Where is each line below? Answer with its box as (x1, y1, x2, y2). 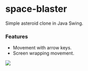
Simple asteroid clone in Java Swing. (5, 20, 83, 26)
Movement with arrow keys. (12, 45, 72, 51)
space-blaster (5, 3, 67, 15)
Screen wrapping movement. (12, 50, 75, 57)
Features (5, 33, 28, 40)
